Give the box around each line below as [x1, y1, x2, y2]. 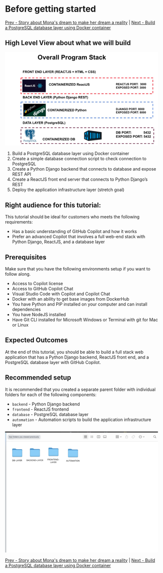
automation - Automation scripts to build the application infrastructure [12, 417, 151, 422]
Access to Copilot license [12, 280, 63, 286]
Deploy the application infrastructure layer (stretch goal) [12, 187, 125, 193]
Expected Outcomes [5, 336, 68, 344]
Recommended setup [5, 374, 71, 382]
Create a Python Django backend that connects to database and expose [12, 166, 156, 172]
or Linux [12, 322, 29, 327]
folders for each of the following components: [5, 391, 97, 398]
